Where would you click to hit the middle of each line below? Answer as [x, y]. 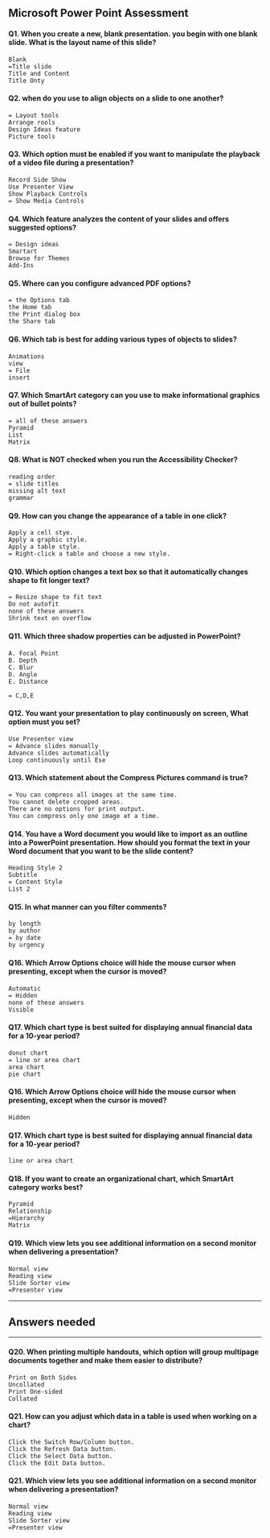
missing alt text [37, 491]
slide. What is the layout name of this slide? [82, 42]
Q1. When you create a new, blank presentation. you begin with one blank [133, 33]
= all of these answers [48, 421]
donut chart [28, 1053]
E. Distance [28, 681]
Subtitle [23, 875]
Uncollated [27, 1384]
